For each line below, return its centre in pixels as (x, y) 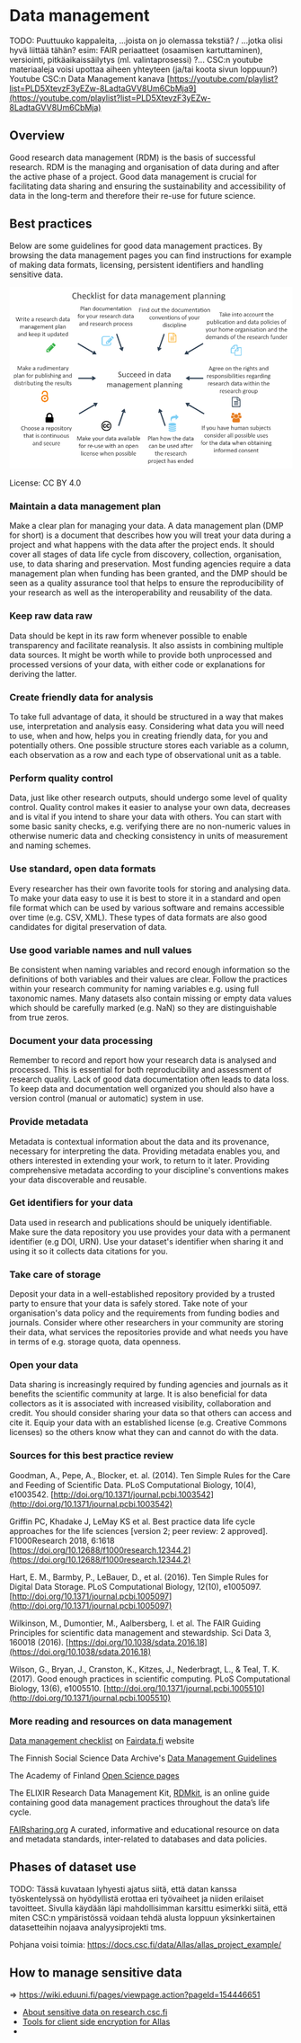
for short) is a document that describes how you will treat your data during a (150, 535)
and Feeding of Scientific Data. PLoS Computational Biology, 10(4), (133, 1485)
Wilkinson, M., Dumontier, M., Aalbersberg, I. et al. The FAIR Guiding (135, 1623)
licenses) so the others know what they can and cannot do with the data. (144, 1432)
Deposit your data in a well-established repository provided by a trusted (142, 1294)
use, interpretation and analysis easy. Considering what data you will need (147, 727)
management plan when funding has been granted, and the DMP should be (148, 574)
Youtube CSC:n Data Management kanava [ (90, 78)
